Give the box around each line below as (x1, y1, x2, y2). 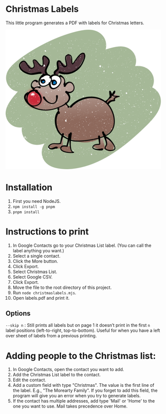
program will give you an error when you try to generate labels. (12, 393, 141, 399)
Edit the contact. (12, 377, 46, 383)
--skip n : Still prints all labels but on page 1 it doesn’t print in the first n (5, 322, 150, 328)
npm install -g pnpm (12, 204, 55, 209)
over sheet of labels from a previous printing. (5, 333, 97, 339)
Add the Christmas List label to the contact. (12, 372, 101, 378)
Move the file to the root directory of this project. (12, 284, 112, 290)
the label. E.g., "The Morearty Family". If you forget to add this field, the (12, 387, 158, 394)
